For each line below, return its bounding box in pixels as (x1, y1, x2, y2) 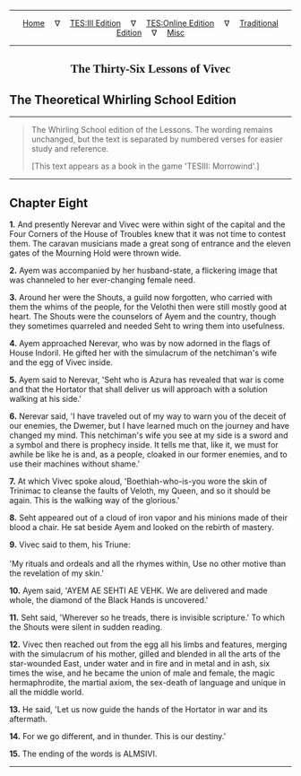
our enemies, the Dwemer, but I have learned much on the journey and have (9, 421, 289, 432)
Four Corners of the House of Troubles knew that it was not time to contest (9, 229, 287, 240)
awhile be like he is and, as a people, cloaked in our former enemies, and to (9, 449, 288, 460)
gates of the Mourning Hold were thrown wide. (9, 248, 182, 258)
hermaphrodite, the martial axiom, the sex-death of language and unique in (9, 677, 287, 688)
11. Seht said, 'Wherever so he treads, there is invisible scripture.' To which (9, 612, 285, 623)
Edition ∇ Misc (116, 28, 185, 38)
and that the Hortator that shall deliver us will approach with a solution (9, 384, 269, 395)
